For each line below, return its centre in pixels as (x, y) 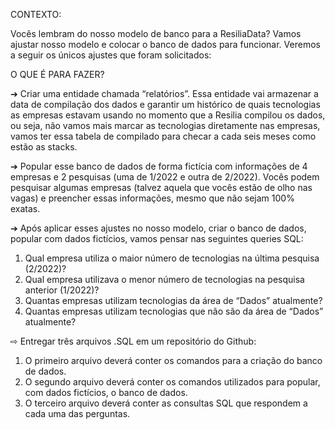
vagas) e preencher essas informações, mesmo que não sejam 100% (152, 198)
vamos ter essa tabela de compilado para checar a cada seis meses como (163, 136)
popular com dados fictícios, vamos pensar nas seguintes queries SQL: (157, 238)
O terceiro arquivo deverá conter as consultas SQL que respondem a (166, 403)
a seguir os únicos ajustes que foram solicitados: (111, 55)
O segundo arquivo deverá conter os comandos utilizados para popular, (172, 382)
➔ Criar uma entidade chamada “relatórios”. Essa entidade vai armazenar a (164, 93)
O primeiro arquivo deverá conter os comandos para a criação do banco (173, 360)
